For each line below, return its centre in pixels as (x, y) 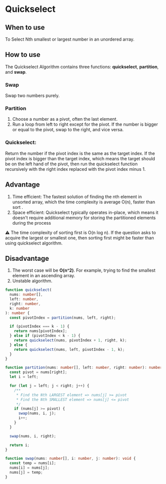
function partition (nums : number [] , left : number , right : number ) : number (84, 368)
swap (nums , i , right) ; (33, 436)
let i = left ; (24, 377)
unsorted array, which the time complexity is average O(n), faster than (84, 202)
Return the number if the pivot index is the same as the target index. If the (80, 153)
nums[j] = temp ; (26, 473)
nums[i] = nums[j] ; (30, 468)
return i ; (20, 445)
